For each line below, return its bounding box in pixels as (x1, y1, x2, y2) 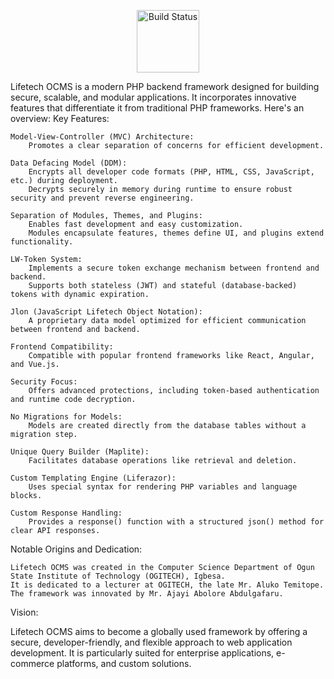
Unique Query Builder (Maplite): (10, 447, 150, 457)
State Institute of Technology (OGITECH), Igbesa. (10, 571, 226, 581)
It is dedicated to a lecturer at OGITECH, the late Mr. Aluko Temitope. (10, 580, 325, 590)
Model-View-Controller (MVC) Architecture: (10, 132, 195, 142)
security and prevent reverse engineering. (10, 193, 195, 203)
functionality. (10, 237, 74, 247)
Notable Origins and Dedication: (10, 543, 143, 555)
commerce (10, 658, 55, 669)
